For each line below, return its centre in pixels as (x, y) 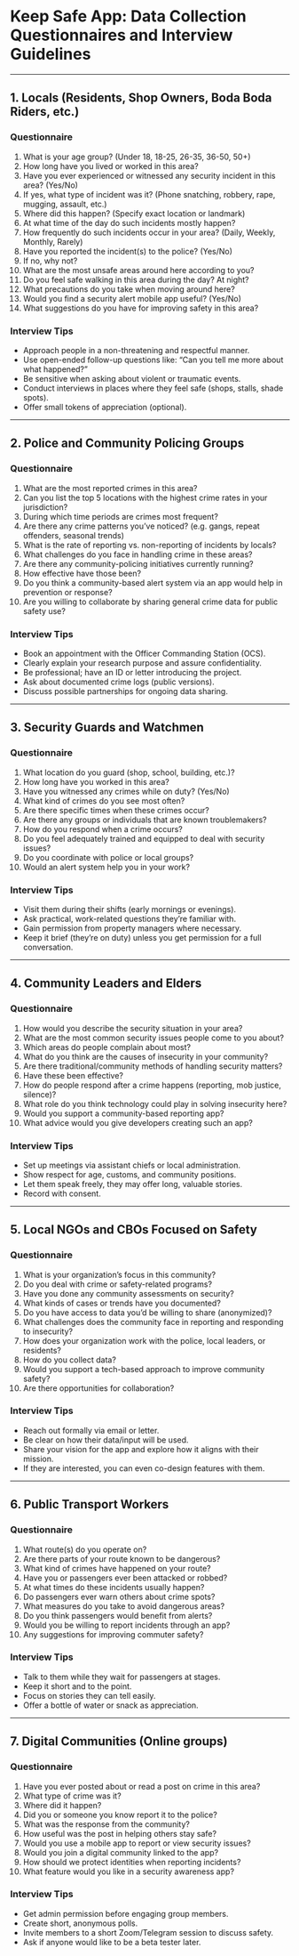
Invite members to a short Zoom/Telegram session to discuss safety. (148, 1932)
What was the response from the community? (106, 1824)
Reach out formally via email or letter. (91, 1430)
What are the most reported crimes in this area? (110, 488)
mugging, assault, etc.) (65, 204)
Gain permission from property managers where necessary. (132, 928)
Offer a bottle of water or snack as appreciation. (110, 1705)
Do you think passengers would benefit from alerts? (118, 1615)
